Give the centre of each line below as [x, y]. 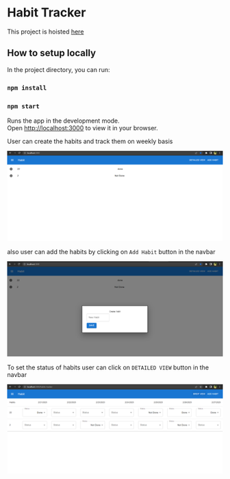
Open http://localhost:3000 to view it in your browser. [83, 127]
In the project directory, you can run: [59, 69]
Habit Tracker [47, 13]
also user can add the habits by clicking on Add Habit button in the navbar [111, 252]
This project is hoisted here [46, 32]
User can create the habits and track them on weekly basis [90, 141]
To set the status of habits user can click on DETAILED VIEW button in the [108, 367]
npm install [27, 88]
